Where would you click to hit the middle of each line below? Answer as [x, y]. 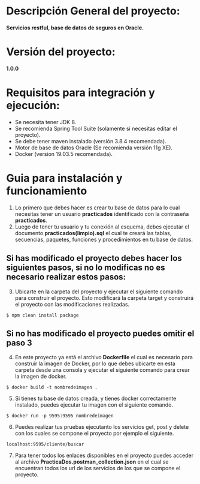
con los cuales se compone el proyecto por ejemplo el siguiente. [94, 434]
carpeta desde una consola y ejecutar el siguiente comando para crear [102, 370]
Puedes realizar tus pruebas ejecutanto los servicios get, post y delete [102, 427]
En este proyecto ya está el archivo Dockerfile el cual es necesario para [104, 357]
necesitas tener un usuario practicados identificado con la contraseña [102, 214]
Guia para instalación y [64, 178]
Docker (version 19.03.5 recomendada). [63, 154]
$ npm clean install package [43, 315]
